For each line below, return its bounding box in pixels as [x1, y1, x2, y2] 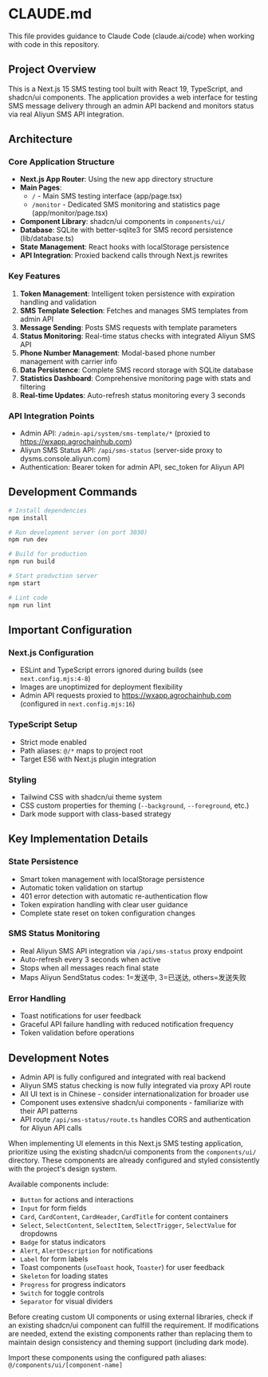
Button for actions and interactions [19, 1194, 134, 1204]
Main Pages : [19, 183, 62, 192]
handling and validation [19, 297, 97, 307]
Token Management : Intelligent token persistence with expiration [19, 289, 235, 298]
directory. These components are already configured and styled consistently [8, 1155, 260, 1165]
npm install [8, 513, 48, 522]
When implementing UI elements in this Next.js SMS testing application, [8, 1138, 243, 1148]
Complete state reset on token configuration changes [19, 908, 195, 918]
